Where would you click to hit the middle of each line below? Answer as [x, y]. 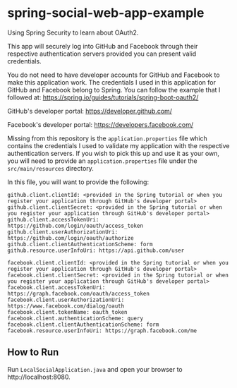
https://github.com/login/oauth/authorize [71, 238]
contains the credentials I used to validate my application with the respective [119, 145]
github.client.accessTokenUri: [53, 219]
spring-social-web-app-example [106, 13]
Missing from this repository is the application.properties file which [108, 138]
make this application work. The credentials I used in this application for [112, 82]
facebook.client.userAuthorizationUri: [66, 300]
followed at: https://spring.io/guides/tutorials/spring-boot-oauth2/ [103, 97]
